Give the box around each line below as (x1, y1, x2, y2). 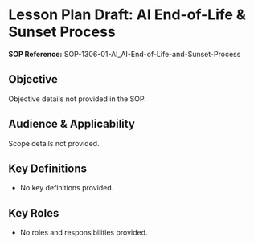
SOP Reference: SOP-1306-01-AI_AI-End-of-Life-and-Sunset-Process (8, 49, 241, 59)
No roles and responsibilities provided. (19, 227, 148, 238)
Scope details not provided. (8, 138, 100, 148)
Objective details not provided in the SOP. (8, 94, 147, 104)
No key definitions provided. (19, 183, 114, 193)
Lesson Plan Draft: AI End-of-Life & (8, 6, 247, 24)
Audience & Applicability (8, 117, 135, 131)
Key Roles (8, 206, 59, 220)
